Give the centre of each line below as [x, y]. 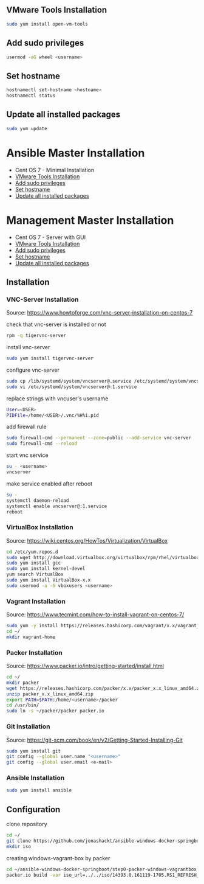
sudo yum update [27, 128]
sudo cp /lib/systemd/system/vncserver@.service [69, 381]
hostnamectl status [31, 96]
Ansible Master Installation [76, 153]
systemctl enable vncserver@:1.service [57, 506]
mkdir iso [19, 846]
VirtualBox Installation [40, 527]
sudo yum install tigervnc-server [50, 358]
